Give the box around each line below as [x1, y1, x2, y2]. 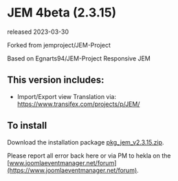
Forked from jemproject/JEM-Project [7, 41, 111, 49]
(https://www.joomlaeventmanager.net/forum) [7, 166, 137, 174]
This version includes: [7, 74, 104, 86]
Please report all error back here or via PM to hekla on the [7, 151, 171, 160]
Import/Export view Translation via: [16, 92, 117, 100]
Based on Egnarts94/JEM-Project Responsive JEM [7, 54, 151, 63]
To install [7, 120, 47, 131]
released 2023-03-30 [7, 28, 69, 36]
